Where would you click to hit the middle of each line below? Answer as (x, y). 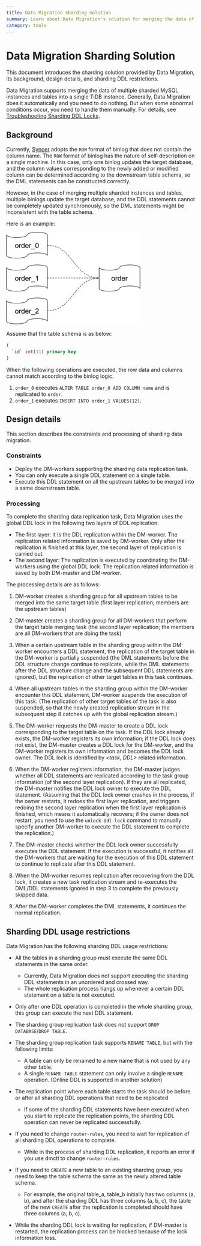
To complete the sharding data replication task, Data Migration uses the (94, 517)
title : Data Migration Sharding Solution (59, 13)
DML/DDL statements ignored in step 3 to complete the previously (97, 889)
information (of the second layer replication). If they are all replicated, (101, 782)
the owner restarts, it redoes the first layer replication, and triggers (97, 801)
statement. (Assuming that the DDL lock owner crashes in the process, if (105, 795)
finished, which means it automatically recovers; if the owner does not (102, 814)
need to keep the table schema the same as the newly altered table (98, 1176)
